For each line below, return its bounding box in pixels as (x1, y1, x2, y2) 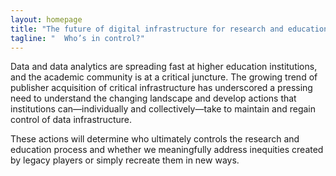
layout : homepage (10, 14, 83, 25)
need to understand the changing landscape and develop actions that (10, 92, 297, 105)
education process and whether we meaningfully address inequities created (10, 144, 324, 156)
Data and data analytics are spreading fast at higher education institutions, (10, 61, 318, 73)
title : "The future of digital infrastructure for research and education (10, 24, 329, 34)
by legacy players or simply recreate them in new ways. (10, 154, 240, 166)
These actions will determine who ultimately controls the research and (10, 133, 300, 145)
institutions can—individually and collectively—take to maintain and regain (10, 103, 316, 115)
